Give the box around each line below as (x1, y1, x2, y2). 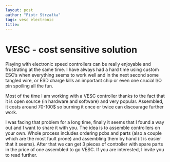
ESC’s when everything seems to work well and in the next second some (5, 72, 159, 78)
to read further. (5, 152, 37, 158)
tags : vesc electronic (5, 17, 54, 22)
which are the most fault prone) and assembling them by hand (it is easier (5, 136, 161, 142)
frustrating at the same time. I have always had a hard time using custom (5, 66, 159, 73)
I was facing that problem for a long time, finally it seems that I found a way (5, 119, 164, 125)
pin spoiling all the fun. (5, 83, 53, 89)
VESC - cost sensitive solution (5, 44, 138, 56)
